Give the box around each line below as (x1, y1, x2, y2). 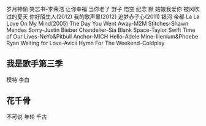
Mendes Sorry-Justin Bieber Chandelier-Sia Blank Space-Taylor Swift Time (6, 26, 196, 34)
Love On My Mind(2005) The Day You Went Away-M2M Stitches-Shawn (6, 20, 189, 27)
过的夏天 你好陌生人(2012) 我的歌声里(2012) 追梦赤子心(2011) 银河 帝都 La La (6, 13, 200, 20)
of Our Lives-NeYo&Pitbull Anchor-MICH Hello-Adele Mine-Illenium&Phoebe (6, 33, 199, 40)
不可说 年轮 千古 (6, 113, 47, 120)
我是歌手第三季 (6, 59, 63, 69)
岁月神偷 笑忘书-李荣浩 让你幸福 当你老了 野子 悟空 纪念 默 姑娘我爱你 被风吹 (6, 6, 200, 12)
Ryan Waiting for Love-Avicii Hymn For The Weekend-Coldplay (6, 39, 165, 46)
